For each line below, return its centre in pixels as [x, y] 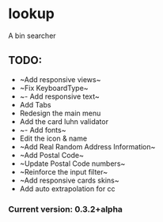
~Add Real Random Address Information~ [87, 146]
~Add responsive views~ [60, 79]
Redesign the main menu [60, 113]
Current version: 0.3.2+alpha [65, 209]
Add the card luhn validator [64, 121]
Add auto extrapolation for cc [68, 188]
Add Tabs [35, 104]
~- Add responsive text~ [60, 96]
